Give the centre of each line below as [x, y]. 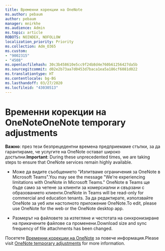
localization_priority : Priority [39, 42]
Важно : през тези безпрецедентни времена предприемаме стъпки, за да [83, 146]
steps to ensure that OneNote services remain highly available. [69, 162]
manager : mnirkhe [23, 23]
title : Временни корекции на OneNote [44, 10]
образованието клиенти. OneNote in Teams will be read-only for [78, 193]
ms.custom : [16, 51]
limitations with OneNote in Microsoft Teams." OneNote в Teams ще [81, 182]
